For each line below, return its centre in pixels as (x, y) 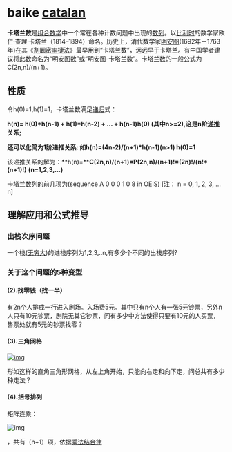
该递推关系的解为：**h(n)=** (48, 162)
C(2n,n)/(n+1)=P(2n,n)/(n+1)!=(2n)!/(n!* (149, 162)
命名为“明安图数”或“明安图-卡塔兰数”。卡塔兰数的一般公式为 (116, 58)
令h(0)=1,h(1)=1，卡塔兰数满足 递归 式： (62, 109)
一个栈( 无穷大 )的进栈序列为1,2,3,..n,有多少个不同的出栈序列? (93, 253)
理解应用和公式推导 (48, 215)
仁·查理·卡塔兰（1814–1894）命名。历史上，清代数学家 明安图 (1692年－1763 (114, 41)
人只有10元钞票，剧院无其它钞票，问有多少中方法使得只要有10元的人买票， (113, 315)
